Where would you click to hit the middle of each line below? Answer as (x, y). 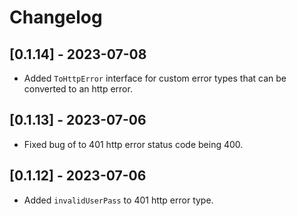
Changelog (56, 17)
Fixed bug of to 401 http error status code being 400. (133, 144)
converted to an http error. (78, 89)
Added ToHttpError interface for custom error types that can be (155, 78)
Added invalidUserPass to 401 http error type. (118, 200)
